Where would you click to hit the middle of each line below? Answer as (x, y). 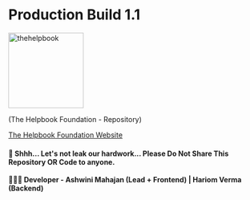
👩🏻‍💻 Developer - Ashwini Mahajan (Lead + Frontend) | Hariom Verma (125, 180)
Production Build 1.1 (75, 15)
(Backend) (26, 188)
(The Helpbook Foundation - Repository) (75, 119)
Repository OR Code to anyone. (62, 161)
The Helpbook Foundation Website (65, 135)
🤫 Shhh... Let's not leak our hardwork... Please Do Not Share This (119, 153)
